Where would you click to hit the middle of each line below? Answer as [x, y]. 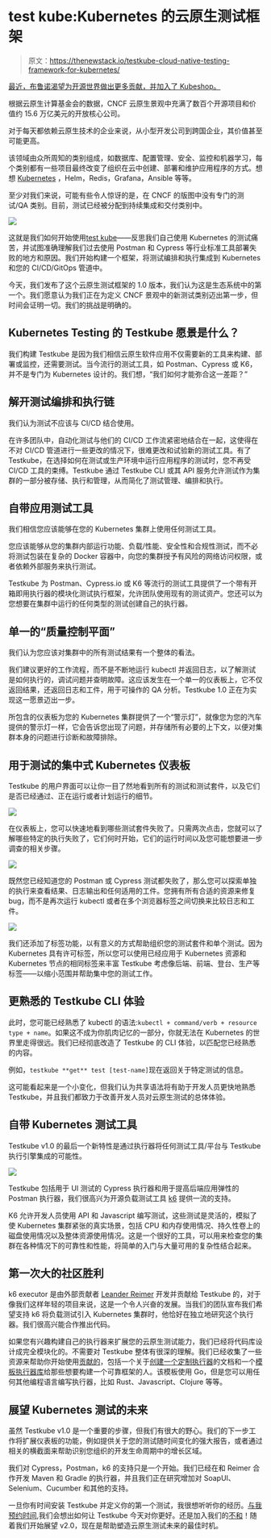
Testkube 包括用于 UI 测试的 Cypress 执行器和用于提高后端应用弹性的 [124, 1188]
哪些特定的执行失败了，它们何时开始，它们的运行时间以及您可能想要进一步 [139, 838]
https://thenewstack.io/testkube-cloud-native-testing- [140, 60]
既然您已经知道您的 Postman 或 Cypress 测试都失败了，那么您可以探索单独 [133, 881]
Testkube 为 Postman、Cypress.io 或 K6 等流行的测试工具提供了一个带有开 [133, 584]
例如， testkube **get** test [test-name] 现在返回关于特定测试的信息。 [128, 1069]
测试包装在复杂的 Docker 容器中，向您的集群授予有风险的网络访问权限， [135, 556]
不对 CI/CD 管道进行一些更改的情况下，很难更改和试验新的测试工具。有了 [130, 450]
